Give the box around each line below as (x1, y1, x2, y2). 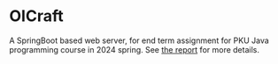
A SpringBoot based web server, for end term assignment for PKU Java (9, 35, 270, 46)
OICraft (9, 6, 64, 26)
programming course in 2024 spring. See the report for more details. (9, 44, 259, 54)
